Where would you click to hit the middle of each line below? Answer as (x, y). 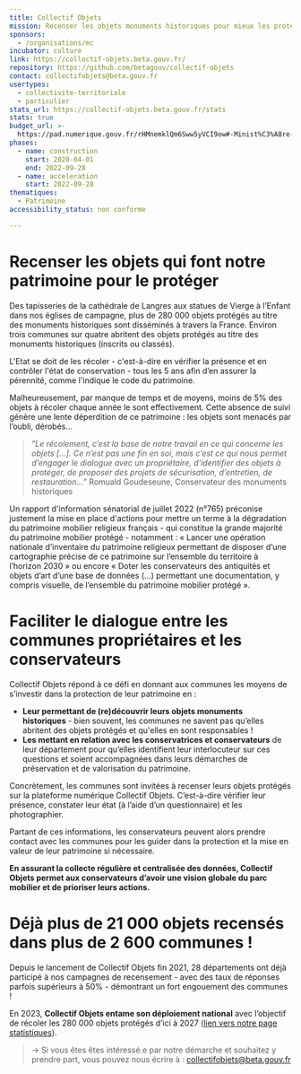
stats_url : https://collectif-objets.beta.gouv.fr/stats (118, 109)
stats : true (31, 118)
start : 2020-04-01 (60, 159)
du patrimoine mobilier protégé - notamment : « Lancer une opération (138, 537)
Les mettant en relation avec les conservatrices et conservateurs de (152, 739)
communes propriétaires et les (126, 640)
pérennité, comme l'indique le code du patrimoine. (102, 380)
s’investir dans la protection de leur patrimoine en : (103, 694)
